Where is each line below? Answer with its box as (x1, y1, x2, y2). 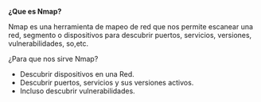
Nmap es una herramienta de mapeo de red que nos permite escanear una (8, 22, 253, 31)
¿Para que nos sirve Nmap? (8, 55, 99, 63)
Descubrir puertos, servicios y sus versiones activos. (19, 78, 194, 87)
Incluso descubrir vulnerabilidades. (19, 86, 135, 96)
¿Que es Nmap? (8, 7, 62, 16)
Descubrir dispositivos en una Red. (19, 70, 134, 78)
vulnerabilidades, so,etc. (8, 39, 89, 48)
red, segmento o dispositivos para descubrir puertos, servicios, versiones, (8, 31, 252, 40)
